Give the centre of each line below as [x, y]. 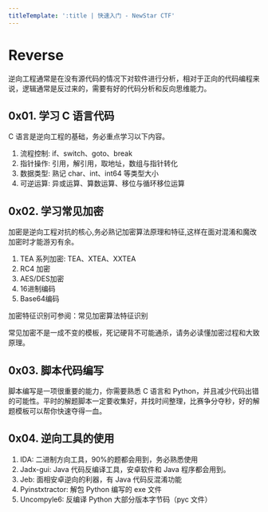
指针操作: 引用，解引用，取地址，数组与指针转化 [99, 164]
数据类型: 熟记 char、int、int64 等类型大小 [89, 173]
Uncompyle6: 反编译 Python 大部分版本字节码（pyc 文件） [116, 499]
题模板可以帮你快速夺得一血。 [57, 411]
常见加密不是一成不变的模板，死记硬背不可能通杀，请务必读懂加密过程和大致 [134, 333]
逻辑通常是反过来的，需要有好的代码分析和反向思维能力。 [116, 88]
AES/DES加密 [42, 279]
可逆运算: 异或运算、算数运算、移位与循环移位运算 [102, 184]
